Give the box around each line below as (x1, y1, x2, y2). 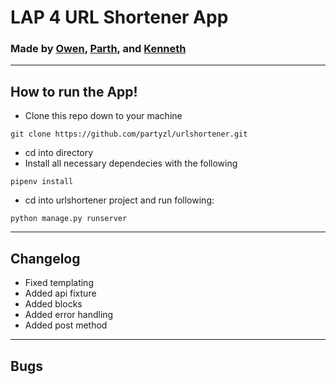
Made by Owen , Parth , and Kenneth (10, 42, 187, 56)
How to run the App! (10, 83, 138, 100)
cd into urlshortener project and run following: (24, 194, 215, 206)
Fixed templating (24, 277, 94, 289)
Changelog (10, 250, 81, 267)
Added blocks (24, 298, 83, 310)
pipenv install (10, 177, 74, 187)
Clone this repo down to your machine (24, 110, 183, 122)
